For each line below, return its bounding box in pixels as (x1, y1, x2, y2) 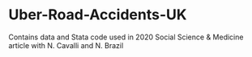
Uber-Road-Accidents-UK (8, 6, 187, 24)
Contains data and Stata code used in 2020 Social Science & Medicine (8, 32, 244, 42)
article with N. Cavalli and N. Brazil (8, 40, 124, 50)
